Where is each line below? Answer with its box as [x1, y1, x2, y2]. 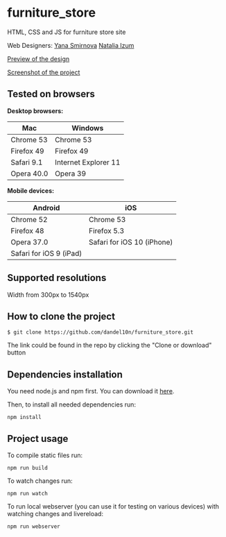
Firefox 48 [10, 225, 44, 235]
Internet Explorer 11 [55, 157, 121, 167]
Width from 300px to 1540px [7, 290, 89, 299]
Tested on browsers [7, 88, 96, 100]
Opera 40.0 [10, 169, 49, 178]
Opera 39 [55, 169, 87, 178]
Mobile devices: [7, 186, 54, 195]
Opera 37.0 [10, 237, 49, 247]
